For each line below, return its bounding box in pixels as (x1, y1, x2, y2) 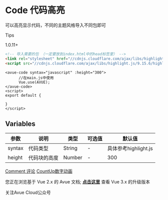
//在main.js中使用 (18, 75, 54, 80)
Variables (5, 119, 36, 128)
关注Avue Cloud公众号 (5, 189, 51, 195)
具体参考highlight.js (107, 145, 153, 152)
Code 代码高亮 (5, 5, 65, 16)
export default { (5, 93, 41, 98)
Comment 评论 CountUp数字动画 (5, 168, 72, 174)
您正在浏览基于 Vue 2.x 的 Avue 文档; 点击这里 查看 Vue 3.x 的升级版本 (5, 179, 150, 185)
